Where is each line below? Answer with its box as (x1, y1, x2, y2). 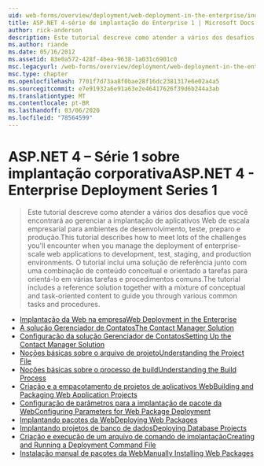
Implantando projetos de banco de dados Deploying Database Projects (19, 423, 247, 433)
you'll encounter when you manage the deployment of (27, 241, 203, 250)
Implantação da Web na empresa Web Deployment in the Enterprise (19, 314, 237, 324)
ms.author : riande (8, 41, 68, 49)
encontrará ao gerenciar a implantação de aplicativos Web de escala (27, 216, 250, 225)
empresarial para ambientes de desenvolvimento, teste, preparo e (27, 224, 241, 233)
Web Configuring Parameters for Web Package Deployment (19, 406, 211, 416)
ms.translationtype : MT (8, 92, 86, 100)
